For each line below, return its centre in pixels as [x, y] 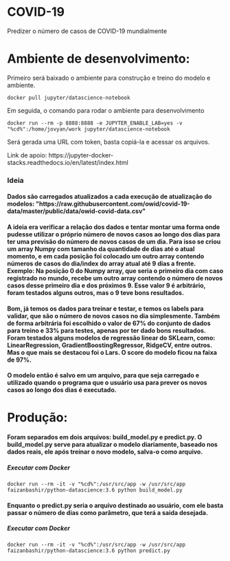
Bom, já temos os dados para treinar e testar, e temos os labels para [105, 308]
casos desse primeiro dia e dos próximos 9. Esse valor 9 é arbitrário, [106, 285]
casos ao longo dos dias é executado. [62, 390]
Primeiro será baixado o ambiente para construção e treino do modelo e [109, 78]
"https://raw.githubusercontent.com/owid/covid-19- [113, 204]
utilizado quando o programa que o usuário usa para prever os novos [107, 383]
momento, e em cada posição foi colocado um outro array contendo [106, 256]
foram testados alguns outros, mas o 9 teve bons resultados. [95, 292]
